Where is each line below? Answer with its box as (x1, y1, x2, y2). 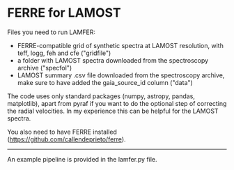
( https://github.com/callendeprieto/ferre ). (7, 134, 127, 144)
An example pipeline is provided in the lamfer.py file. (7, 155, 158, 163)
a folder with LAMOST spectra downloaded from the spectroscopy (17, 56, 209, 64)
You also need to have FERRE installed (7, 127, 117, 136)
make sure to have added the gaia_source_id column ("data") (17, 78, 193, 86)
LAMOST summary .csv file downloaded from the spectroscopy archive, (17, 71, 225, 79)
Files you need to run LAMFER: (7, 28, 96, 36)
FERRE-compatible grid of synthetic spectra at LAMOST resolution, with (17, 41, 224, 49)
